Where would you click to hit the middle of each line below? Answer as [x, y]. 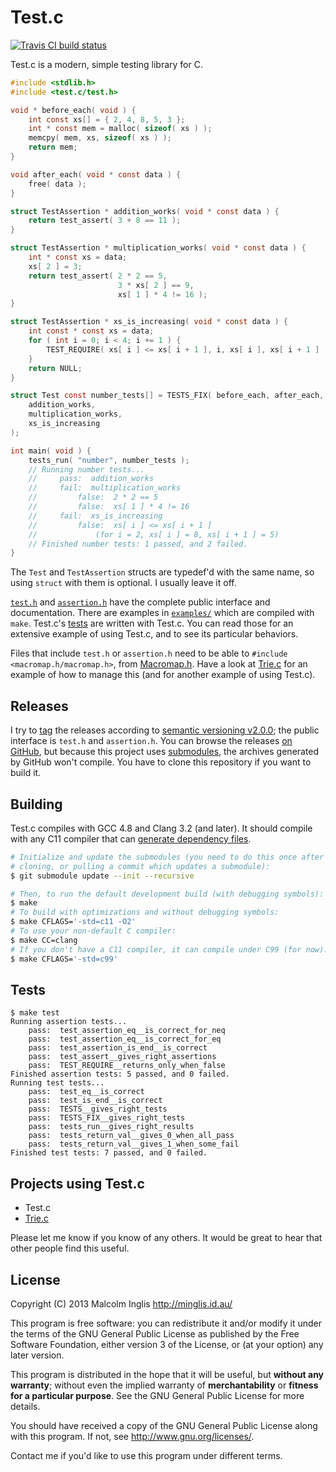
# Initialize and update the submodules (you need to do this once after [167, 857]
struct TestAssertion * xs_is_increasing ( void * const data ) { [149, 322]
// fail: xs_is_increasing [95, 516]
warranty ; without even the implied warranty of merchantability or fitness [164, 1385]
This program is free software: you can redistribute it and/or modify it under [166, 1323]
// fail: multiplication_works [105, 488]
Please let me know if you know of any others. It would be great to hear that [166, 1238]
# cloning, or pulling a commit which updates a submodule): [140, 866]
